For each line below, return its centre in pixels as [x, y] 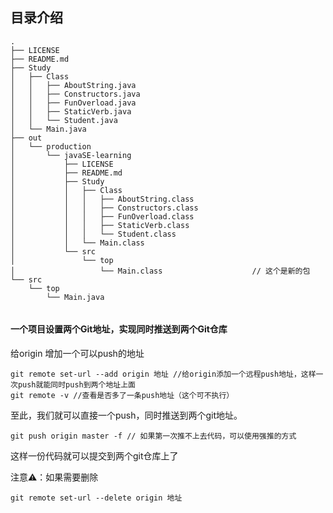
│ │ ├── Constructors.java [75, 94]
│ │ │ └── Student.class [93, 234]
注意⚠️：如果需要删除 [54, 477]
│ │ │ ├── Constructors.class [104, 208]
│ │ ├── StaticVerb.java [71, 111]
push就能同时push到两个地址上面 [76, 385]
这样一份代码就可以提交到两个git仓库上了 [94, 456]
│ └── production [51, 146]
